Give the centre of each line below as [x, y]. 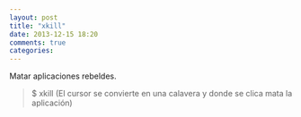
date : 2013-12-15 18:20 [54, 34]
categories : [31, 51]
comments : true [38, 42]
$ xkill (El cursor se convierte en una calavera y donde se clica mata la [162, 94]
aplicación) [52, 103]
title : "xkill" [38, 26]
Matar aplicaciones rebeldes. [63, 76]
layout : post [34, 17]
